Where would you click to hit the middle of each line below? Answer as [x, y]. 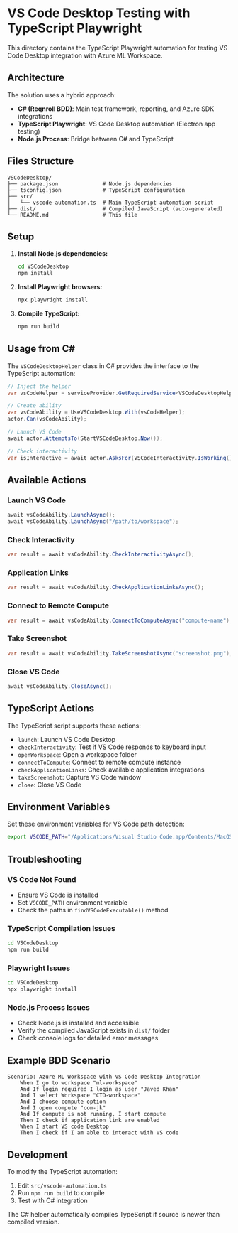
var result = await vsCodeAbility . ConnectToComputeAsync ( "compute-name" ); [120, 620]
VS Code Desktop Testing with [99, 13]
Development [38, 1154]
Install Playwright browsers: [60, 287]
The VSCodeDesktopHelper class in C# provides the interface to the [103, 366]
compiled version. [34, 1222]
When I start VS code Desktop [65, 1127]
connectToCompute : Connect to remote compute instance [99, 762]
